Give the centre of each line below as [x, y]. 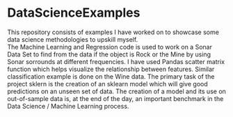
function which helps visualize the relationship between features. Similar [111, 69]
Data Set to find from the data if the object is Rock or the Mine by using [109, 54]
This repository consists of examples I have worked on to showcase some [113, 32]
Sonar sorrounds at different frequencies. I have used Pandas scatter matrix [116, 61]
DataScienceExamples [74, 13]
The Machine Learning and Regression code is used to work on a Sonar [110, 47]
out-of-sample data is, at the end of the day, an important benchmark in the [115, 98]
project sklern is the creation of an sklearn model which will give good [107, 84]
